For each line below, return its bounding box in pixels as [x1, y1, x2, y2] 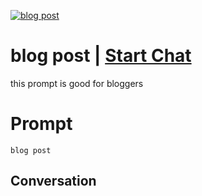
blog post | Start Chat [10, 45, 192, 67]
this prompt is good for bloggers [10, 77, 144, 89]
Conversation [10, 173, 97, 190]
